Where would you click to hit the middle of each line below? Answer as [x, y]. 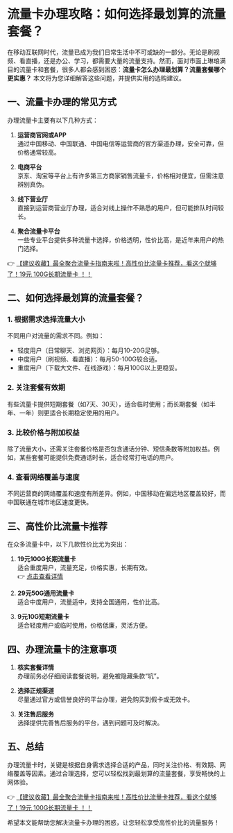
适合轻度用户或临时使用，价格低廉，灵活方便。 [84, 626]
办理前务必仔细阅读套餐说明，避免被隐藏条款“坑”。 [90, 676]
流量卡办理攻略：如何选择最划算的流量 [117, 14]
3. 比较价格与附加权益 [43, 432]
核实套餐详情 [35, 667]
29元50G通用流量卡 [46, 593]
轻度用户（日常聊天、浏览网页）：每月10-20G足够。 [90, 350]
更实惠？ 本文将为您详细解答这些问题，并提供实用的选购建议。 [96, 78]
